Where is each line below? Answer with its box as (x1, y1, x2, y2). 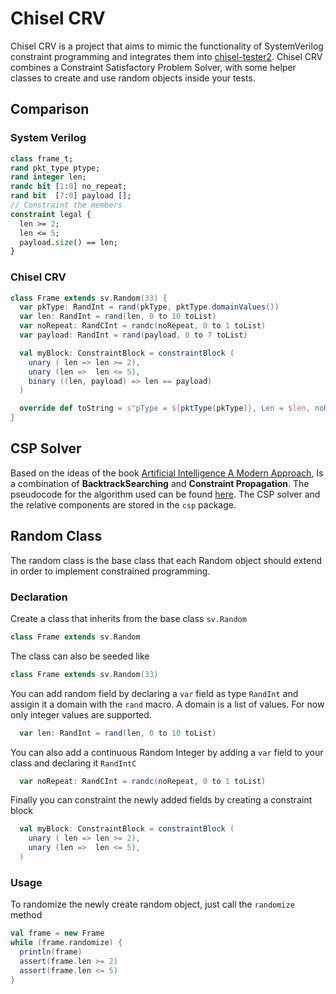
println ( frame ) (19, 947, 83, 957)
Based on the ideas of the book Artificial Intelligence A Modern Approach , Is (10, 467, 324, 479)
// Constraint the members (10, 200, 123, 210)
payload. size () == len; (19, 237, 118, 247)
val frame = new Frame (10, 928, 105, 939)
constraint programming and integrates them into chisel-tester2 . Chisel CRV (10, 50, 323, 62)
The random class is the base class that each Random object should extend (10, 554, 322, 566)
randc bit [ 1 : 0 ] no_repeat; (10, 182, 128, 192)
